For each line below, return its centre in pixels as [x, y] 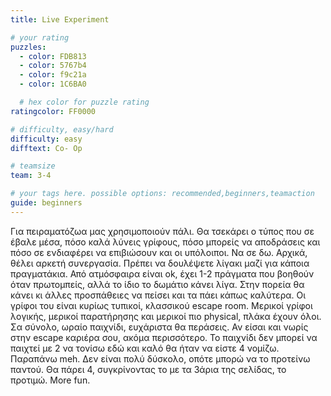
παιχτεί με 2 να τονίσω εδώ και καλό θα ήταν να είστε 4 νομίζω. [145, 348]
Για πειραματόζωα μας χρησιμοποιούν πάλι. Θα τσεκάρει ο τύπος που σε [162, 231]
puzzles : [28, 47]
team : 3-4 [31, 176]
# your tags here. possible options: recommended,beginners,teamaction [162, 194]
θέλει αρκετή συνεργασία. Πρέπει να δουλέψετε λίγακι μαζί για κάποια [160, 263]
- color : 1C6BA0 [53, 84]
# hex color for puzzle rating [84, 102]
